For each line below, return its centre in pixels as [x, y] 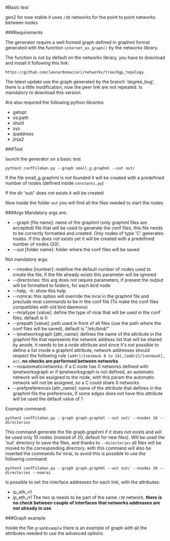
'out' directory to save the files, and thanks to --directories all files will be [83, 443]
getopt [20, 112]
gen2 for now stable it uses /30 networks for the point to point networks [80, 17]
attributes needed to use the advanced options [54, 533]
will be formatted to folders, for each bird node [61, 285]
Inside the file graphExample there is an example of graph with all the [76, 528]
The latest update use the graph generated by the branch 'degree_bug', [80, 82]
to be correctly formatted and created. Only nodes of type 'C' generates [88, 233]
